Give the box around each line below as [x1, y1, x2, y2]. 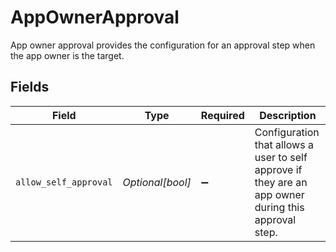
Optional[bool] [122, 175, 192, 189]
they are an [254, 175, 308, 189]
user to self [254, 150, 308, 164]
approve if [254, 162, 303, 176]
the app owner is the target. [10, 49, 125, 61]
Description [259, 108, 317, 122]
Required [200, 108, 245, 122]
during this [254, 200, 305, 214]
